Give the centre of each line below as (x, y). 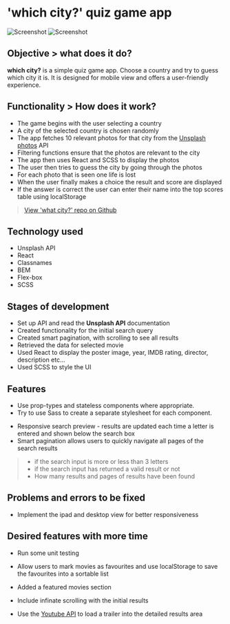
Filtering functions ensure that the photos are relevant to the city (108, 153)
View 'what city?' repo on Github (70, 210)
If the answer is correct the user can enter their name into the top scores (120, 189)
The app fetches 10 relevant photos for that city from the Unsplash (112, 138)
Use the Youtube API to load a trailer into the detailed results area (110, 614)
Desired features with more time (77, 536)
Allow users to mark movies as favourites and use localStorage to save (117, 566)
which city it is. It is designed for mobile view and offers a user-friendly (108, 77)
